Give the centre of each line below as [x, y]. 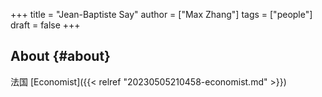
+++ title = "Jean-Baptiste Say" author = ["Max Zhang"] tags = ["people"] [161, 14]
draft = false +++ [45, 25]
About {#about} [60, 56]
